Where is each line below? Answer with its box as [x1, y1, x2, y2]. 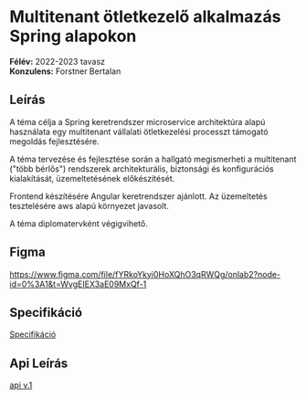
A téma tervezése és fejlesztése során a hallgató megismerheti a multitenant [9, 153, 297, 164]
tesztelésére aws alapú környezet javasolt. [9, 200, 169, 211]
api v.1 [9, 380, 33, 391]
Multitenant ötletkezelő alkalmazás [9, 6, 281, 27]
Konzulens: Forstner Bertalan [9, 66, 121, 77]
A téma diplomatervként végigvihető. [9, 217, 148, 229]
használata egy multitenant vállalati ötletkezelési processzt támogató [9, 126, 269, 137]
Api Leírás [9, 355, 69, 371]
